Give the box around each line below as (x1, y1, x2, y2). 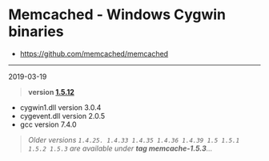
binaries (8, 22, 64, 41)
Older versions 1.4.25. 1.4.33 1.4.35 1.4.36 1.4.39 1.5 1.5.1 (27, 135, 240, 144)
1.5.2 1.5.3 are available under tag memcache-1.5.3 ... (27, 143, 213, 153)
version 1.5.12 (27, 87, 74, 96)
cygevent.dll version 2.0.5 (19, 111, 106, 120)
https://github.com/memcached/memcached (19, 49, 169, 58)
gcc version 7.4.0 (19, 120, 78, 129)
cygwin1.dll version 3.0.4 (19, 102, 102, 112)
